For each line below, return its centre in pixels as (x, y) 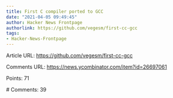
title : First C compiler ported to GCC (55, 11)
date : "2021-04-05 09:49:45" (42, 17)
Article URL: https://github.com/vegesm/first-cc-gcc (69, 55)
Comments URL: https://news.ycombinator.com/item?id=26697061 (86, 67)
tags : (13, 33)
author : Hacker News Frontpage (44, 22)
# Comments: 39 (26, 89)
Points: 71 (18, 78)
